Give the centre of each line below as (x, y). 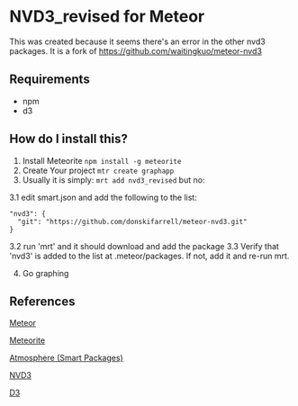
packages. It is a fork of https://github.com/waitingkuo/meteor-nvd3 (136, 50)
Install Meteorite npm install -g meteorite (102, 160)
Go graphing (45, 273)
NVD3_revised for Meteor (107, 17)
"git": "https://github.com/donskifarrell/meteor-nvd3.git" (132, 221)
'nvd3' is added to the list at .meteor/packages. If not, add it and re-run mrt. (149, 256)
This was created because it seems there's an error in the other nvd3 (137, 41)
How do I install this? (68, 139)
